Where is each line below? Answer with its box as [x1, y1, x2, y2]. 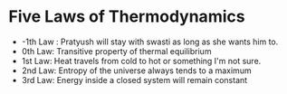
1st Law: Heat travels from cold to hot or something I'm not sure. [21, 55, 262, 66]
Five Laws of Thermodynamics [8, 6, 245, 27]
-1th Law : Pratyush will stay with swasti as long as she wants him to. [21, 36, 279, 47]
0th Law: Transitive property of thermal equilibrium [21, 45, 212, 56]
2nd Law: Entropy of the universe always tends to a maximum [21, 65, 252, 76]
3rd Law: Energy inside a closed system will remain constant [21, 74, 248, 85]
